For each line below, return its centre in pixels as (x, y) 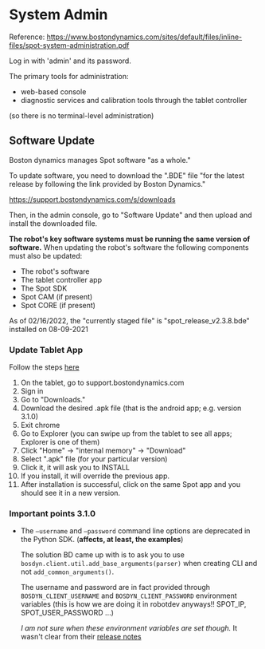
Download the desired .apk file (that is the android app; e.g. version (131, 408)
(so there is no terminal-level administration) (82, 115)
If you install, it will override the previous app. (95, 476)
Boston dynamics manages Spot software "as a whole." (100, 160)
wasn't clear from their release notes (81, 637)
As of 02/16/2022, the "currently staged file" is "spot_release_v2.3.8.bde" (129, 320)
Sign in (32, 391)
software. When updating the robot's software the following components (129, 247)
